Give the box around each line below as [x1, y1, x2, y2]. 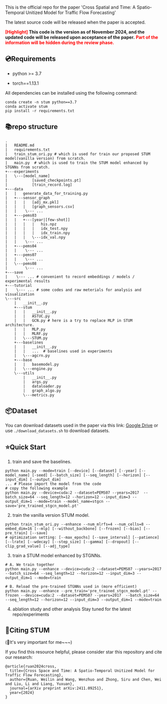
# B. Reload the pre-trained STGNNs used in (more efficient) [5, 584, 137, 589]
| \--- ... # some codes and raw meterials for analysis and [5, 287, 142, 292]
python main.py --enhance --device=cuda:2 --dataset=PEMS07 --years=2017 [5, 567, 162, 572]
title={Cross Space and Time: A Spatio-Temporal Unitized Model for [9, 668, 155, 673]
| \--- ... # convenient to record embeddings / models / [5, 274, 135, 279]
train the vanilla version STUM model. [12, 512, 90, 518]
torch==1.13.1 [12, 80, 39, 86]
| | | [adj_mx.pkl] [5, 200, 59, 205]
